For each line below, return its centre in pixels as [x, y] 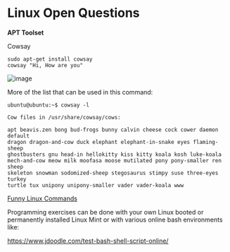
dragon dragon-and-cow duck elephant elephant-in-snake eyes [99, 142]
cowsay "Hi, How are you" [45, 65]
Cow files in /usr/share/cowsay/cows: [64, 117]
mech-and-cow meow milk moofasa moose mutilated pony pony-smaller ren [114, 160]
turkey [17, 179]
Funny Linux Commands [42, 198]
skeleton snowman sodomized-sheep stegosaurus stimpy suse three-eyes [113, 173]
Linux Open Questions [74, 13]
